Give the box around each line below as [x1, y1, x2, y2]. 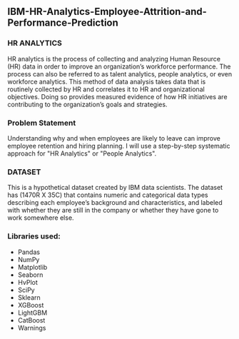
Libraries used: [7, 231, 61, 241]
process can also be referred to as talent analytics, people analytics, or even [7, 69, 233, 78]
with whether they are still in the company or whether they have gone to [7, 206, 219, 215]
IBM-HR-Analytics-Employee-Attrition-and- [7, 6, 207, 18]
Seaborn [17, 270, 44, 279]
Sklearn [17, 293, 41, 302]
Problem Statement [7, 118, 76, 128]
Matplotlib [17, 263, 48, 271]
